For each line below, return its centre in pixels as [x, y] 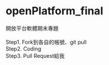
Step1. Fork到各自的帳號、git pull [46, 42]
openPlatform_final [54, 11]
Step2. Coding [23, 48]
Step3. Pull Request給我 [35, 55]
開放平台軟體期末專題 [32, 28]
